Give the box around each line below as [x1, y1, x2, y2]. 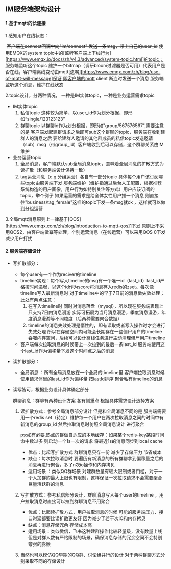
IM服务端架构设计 [5, 5, 61, 14]
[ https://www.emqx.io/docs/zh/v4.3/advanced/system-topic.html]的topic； [5, 56, 164, 62]
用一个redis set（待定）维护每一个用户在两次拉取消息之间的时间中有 [20, 414, 164, 420]
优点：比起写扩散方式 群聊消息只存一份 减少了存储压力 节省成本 [28, 449, 162, 455]
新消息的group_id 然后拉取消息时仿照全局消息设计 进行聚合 [20, 420, 144, 427]
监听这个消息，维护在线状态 [5, 81, 64, 88]
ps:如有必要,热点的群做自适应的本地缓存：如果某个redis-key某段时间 [20, 432, 164, 438]
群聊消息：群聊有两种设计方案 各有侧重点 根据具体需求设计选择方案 [12, 397, 154, 403]
